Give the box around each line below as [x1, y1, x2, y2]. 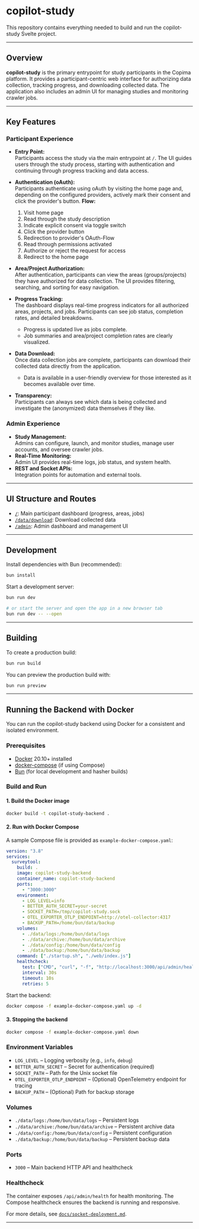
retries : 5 [21, 980, 49, 987]
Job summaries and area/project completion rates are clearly [23, 332, 173, 340]
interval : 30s [21, 970, 57, 976]
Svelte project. [21, 30, 57, 37]
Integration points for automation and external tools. [14, 471, 142, 478]
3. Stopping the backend [6, 1016, 68, 1023]
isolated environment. [6, 727, 59, 734]
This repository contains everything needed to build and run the [6, 24, 162, 31]
